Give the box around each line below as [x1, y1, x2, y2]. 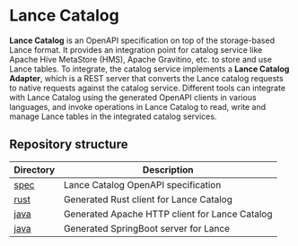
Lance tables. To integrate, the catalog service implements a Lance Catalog [9, 64, 290, 74]
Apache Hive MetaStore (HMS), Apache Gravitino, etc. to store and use [9, 54, 272, 64]
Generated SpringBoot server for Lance [63, 222, 231, 234]
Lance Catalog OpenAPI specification [63, 178, 222, 191]
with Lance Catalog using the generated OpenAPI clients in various [9, 91, 258, 103]
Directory [13, 163, 56, 175]
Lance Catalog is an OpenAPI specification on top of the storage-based [9, 35, 276, 46]
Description [142, 163, 195, 175]
